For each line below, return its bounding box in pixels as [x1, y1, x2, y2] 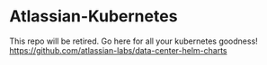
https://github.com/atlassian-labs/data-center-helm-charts [9, 45, 227, 55]
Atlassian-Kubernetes [9, 6, 178, 27]
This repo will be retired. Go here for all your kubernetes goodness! [9, 36, 258, 46]
